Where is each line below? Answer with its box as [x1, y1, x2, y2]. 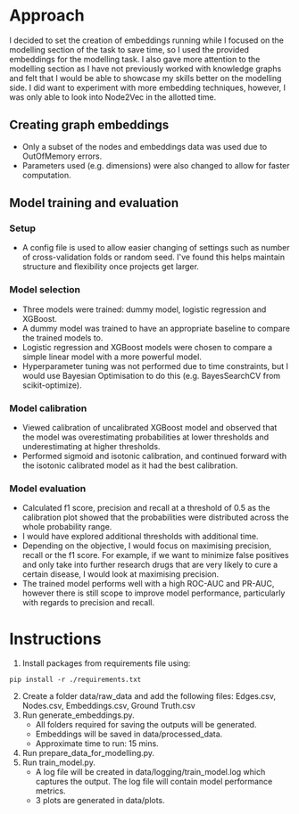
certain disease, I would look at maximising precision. [21, 569, 220, 580]
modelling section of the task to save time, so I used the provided [9, 44, 250, 54]
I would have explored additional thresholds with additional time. [21, 531, 259, 542]
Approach [9, 5, 85, 26]
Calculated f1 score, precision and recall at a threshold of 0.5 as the [21, 503, 270, 514]
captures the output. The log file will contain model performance [35, 777, 273, 787]
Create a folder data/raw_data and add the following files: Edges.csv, [21, 691, 277, 702]
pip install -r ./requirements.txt [9, 675, 142, 685]
